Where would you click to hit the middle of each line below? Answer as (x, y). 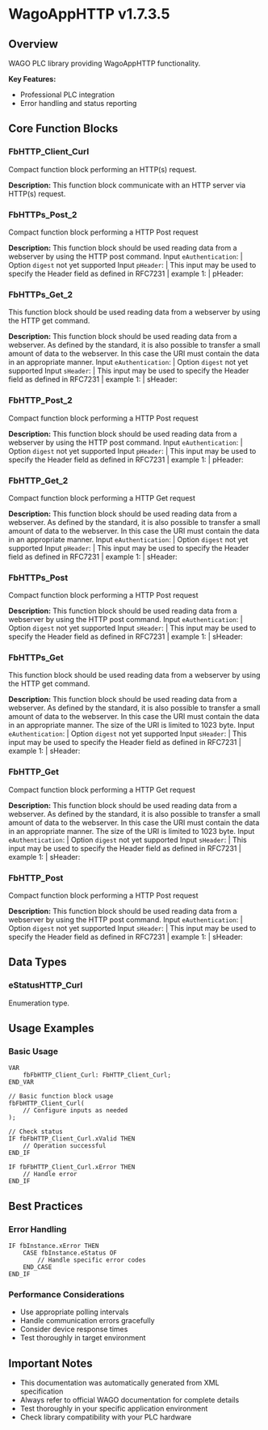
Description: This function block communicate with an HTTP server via (127, 185)
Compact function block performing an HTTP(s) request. (103, 169)
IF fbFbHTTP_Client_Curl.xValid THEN (72, 1139)
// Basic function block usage (61, 1097)
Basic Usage (33, 1051)
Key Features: (32, 79)
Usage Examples (51, 1028)
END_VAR (21, 1082)
